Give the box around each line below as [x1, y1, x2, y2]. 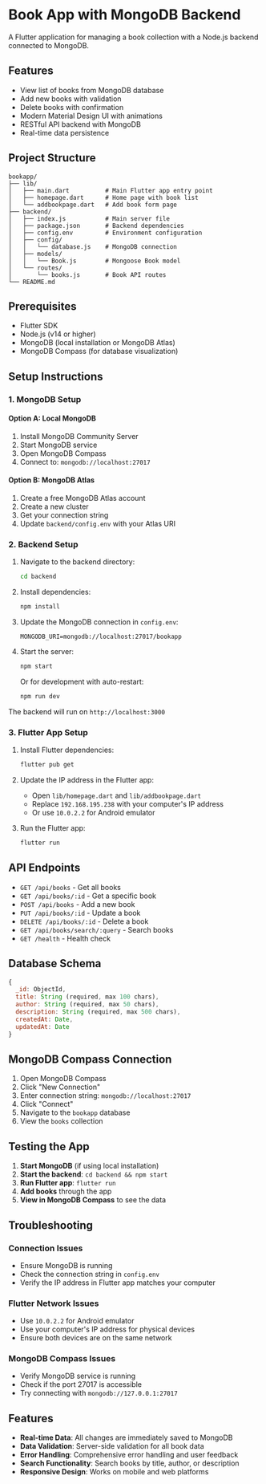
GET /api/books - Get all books [19, 882, 122, 892]
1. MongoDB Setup [8, 393, 82, 405]
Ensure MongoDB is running [19, 1260, 113, 1270]
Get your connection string [19, 510, 109, 520]
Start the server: [19, 647, 75, 657]
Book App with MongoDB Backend [8, 6, 241, 24]
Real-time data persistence [19, 128, 110, 137]
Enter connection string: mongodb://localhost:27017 [19, 1091, 191, 1100]
